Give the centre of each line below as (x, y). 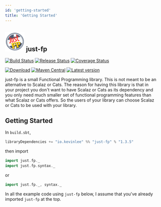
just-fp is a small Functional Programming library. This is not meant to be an (81, 80)
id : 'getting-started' (28, 10)
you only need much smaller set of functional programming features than (78, 95)
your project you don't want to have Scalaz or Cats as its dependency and (79, 90)
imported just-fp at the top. (33, 199)
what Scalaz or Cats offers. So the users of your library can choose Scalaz (80, 100)
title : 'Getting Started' (31, 15)
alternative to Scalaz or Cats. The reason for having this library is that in (77, 85)
